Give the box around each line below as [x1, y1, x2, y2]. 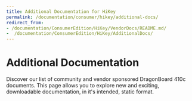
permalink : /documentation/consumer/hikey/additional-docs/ [6, 14, 159, 20]
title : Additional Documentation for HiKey [6, 8, 116, 15]
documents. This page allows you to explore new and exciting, [6, 82, 160, 89]
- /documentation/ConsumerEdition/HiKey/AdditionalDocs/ [6, 31, 153, 37]
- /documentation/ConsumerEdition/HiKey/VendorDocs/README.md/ [6, 25, 167, 31]
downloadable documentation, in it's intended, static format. [6, 88, 154, 95]
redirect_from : [6, 19, 44, 25]
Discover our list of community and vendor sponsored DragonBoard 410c [6, 76, 186, 83]
